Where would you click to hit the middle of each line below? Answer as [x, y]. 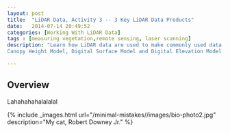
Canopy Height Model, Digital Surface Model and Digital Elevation [105, 52]
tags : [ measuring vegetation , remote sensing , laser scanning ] [99, 39]
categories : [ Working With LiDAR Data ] [64, 32]
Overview [28, 85]
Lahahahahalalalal [33, 101]
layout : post [26, 13]
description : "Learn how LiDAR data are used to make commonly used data [115, 45]
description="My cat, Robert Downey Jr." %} [70, 122]
